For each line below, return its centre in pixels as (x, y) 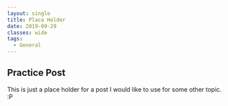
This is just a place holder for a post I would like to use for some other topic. (114, 89)
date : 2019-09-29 (32, 26)
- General (27, 45)
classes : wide (27, 32)
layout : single (29, 13)
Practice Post (36, 73)
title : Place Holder (37, 20)
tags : (15, 39)
